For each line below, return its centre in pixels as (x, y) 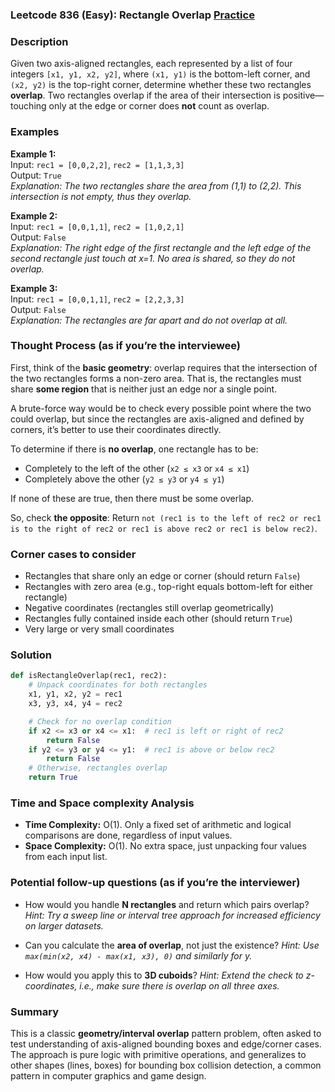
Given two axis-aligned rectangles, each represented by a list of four (151, 64)
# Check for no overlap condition (100, 721)
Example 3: (34, 288)
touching (28, 106)
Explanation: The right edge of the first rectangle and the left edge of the (161, 247)
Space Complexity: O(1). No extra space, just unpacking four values (165, 846)
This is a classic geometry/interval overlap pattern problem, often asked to (166, 1033)
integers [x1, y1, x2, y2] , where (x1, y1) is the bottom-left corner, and (160, 74)
